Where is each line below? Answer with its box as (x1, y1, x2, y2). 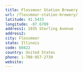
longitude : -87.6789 (5, 21, 49, 27)
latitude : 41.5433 (5, 17, 44, 22)
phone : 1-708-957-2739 (5, 54, 53, 60)
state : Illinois (5, 41, 39, 46)
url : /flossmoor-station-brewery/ (5, 12, 78, 17)
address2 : (5, 31, 26, 36)
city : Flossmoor (5, 36, 39, 41)
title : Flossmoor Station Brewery (5, 7, 78, 13)
